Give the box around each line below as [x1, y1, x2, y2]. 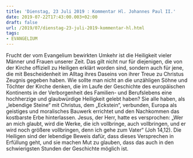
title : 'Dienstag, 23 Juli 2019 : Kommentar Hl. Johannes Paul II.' [6, 8, 176, 15]
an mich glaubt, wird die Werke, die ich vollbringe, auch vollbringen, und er [6, 121, 186, 127]
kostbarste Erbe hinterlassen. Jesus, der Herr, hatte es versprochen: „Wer [6, 114, 184, 121]
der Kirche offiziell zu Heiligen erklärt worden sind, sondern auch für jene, [6, 64, 184, 71]
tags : [6, 30, 19, 36]
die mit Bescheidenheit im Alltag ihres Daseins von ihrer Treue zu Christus [6, 71, 184, 77]
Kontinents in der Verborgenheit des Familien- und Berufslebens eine [6, 89, 172, 96]
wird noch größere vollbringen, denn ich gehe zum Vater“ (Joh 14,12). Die [6, 126, 182, 133]
